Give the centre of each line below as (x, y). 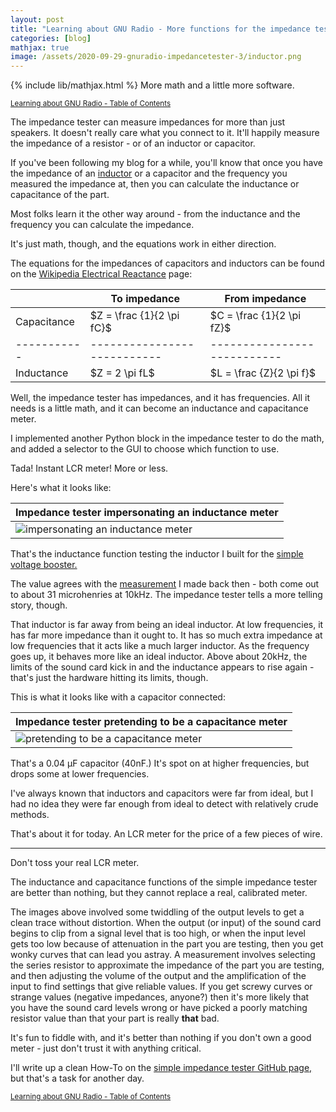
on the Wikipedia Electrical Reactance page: (101, 274)
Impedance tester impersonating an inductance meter (147, 513)
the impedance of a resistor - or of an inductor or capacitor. (133, 143)
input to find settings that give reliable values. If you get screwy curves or (161, 987)
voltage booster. (44, 565)
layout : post (37, 19)
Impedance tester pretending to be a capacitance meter (151, 722)
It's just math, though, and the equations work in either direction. (143, 244)
